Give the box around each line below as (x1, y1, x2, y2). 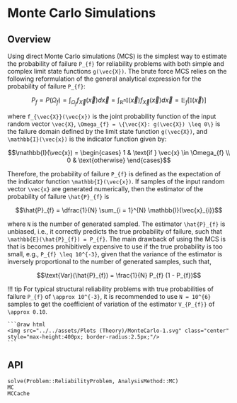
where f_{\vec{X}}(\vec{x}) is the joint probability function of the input (7, 112, 216, 121)
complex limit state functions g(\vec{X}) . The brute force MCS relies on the (7, 67, 227, 75)
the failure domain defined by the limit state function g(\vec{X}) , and (7, 127, 207, 136)
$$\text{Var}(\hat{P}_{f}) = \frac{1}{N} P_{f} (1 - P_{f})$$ (36, 271, 202, 280)
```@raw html (7, 321, 46, 329)
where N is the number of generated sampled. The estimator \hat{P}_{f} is (7, 220, 226, 228)
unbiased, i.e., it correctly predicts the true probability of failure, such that (7, 227, 223, 236)
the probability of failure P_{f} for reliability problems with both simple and (7, 59, 224, 68)
